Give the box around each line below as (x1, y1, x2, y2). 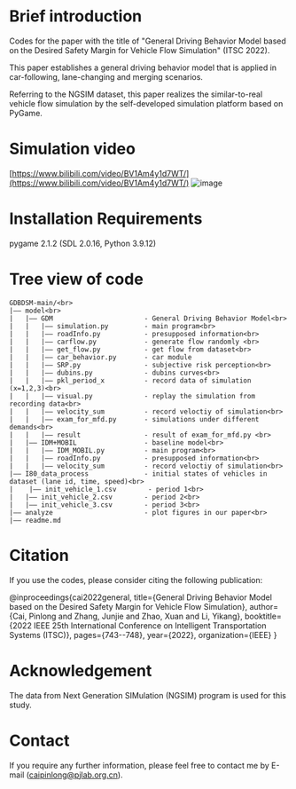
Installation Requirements (9, 209, 203, 229)
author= (249, 601, 279, 611)
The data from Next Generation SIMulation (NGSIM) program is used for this (9, 690, 286, 700)
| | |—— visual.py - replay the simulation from (9, 391, 255, 400)
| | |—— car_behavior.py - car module (9, 352, 192, 361)
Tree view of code (9, 269, 144, 289)
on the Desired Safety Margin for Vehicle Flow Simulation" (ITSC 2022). (9, 44, 270, 55)
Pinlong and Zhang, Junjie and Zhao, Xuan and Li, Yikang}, (28, 611, 244, 621)
